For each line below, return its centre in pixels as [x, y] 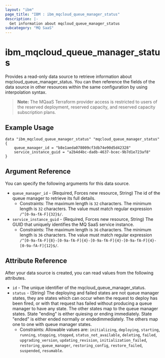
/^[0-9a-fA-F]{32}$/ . [41, 214]
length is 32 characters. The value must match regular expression [86, 209]
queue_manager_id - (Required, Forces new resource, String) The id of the [86, 193]
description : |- [22, 19]
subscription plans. [36, 112]
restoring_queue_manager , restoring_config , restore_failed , [81, 345]
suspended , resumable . [41, 350]
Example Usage [30, 128]
